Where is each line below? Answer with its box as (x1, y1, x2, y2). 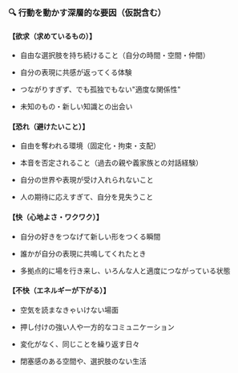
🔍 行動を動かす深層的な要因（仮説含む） (8, 6, 167, 18)
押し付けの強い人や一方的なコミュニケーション (19, 322, 175, 331)
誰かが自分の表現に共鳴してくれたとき (19, 248, 147, 258)
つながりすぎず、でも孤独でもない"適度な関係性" (19, 84, 181, 94)
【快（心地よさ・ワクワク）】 (8, 211, 103, 222)
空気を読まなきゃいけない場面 (19, 305, 119, 314)
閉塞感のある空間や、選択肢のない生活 (19, 356, 147, 366)
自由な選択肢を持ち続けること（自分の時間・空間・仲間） (19, 51, 210, 60)
